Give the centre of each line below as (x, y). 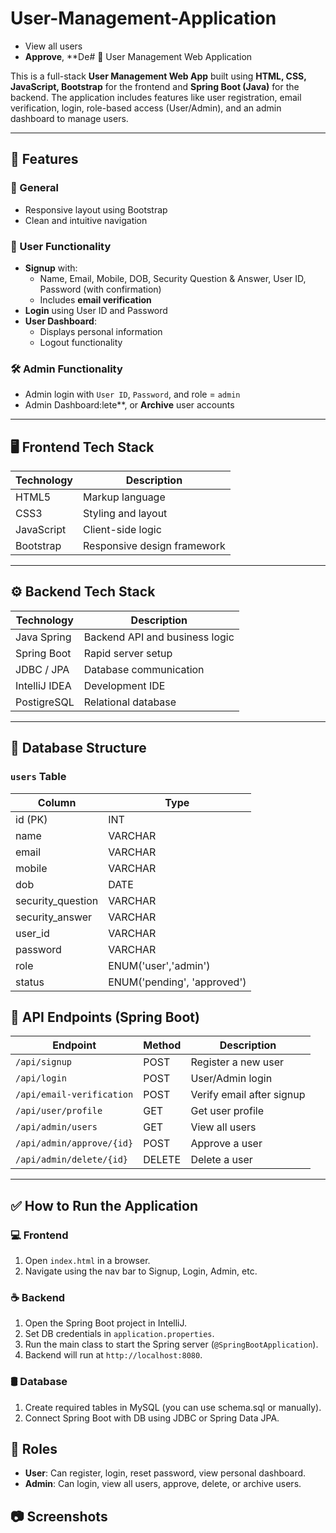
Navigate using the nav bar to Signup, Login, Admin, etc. (141, 1271)
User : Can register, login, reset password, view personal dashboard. (165, 1473)
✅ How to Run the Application (104, 1205)
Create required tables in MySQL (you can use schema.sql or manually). (173, 1407)
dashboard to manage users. (69, 118)
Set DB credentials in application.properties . (119, 1334)
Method (162, 1045)
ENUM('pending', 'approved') (177, 982)
